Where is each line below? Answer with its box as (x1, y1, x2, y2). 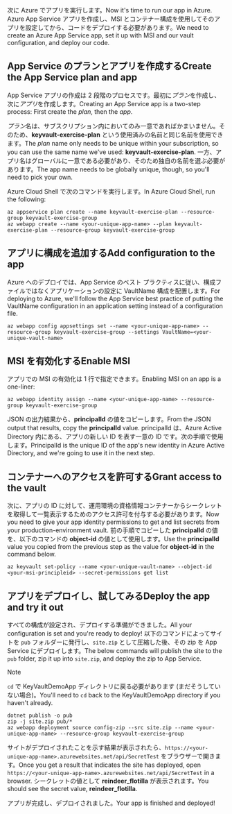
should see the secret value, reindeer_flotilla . (7, 785, 138, 793)
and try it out (7, 601, 64, 613)
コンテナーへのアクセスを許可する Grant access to (7, 470, 222, 482)
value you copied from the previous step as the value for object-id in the (7, 543, 215, 551)
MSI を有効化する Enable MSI (7, 355, 130, 367)
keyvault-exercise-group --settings (53, 328, 159, 335)
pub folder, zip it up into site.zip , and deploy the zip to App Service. (7, 654, 202, 663)
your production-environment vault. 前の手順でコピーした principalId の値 (7, 526, 218, 534)
